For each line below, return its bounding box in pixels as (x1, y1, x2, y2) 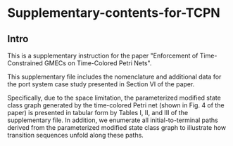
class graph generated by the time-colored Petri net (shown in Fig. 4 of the (7, 101, 225, 109)
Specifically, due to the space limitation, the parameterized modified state (7, 93, 222, 102)
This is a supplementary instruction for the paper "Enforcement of (7, 51, 199, 60)
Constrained (7, 59, 44, 67)
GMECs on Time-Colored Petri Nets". (44, 59, 152, 67)
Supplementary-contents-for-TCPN (7, 5, 220, 21)
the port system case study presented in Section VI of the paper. (7, 80, 195, 88)
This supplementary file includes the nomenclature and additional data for (7, 72, 222, 81)
